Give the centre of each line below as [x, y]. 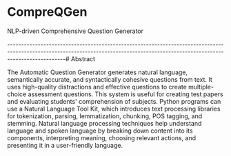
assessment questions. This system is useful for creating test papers [125, 94]
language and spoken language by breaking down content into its [100, 131]
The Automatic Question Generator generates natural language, [98, 72]
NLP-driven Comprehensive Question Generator [75, 31]
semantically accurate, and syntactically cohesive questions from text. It [110, 79]
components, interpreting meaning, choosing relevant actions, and [102, 137]
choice [17, 94]
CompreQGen [47, 12]
